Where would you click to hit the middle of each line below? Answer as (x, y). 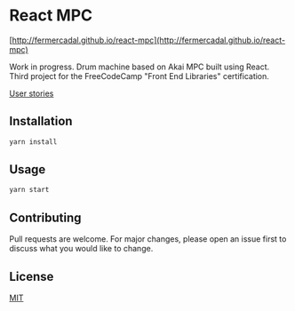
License (32, 276)
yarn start (29, 190)
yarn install (33, 142)
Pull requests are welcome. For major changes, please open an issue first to (148, 239)
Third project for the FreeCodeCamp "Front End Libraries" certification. (139, 76)
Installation (41, 121)
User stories (32, 93)
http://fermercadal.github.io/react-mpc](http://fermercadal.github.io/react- (149, 40)
